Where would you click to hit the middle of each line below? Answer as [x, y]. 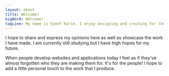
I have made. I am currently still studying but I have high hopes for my [77, 43]
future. [12, 48]
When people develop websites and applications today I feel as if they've [81, 58]
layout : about [20, 10]
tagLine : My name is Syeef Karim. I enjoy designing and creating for [81, 24]
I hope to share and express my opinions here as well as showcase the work [84, 38]
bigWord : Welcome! [24, 19]
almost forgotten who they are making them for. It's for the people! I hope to [84, 63]
